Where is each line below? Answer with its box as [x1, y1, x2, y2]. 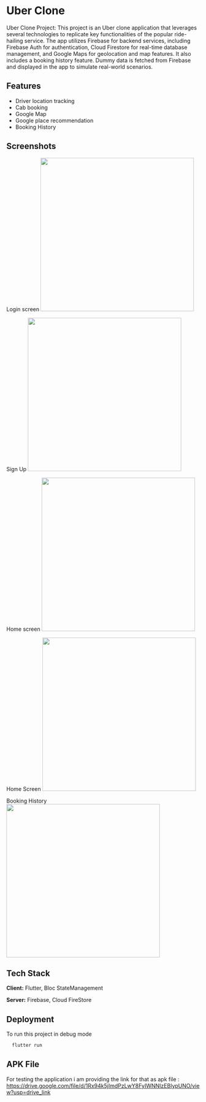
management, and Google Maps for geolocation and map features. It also [6, 50, 191, 57]
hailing [6, 37, 23, 44]
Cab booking [15, 104, 48, 111]
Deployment [6, 1014, 55, 1025]
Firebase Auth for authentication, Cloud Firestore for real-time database [6, 44, 188, 51]
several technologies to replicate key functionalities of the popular [6, 30, 174, 37]
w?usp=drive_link [6, 1089, 51, 1096]
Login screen [6, 305, 40, 313]
